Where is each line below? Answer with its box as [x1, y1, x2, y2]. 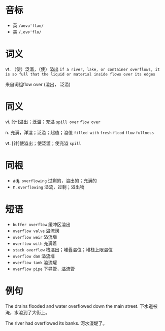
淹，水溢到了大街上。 [5, 309, 50, 315]
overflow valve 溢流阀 [12, 228, 59, 234]
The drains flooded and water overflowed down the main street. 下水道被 [5, 303, 158, 309]
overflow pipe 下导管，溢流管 [12, 266, 75, 272]
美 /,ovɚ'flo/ [12, 28, 42, 34]
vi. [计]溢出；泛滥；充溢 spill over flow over [5, 119, 101, 125]
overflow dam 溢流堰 [12, 253, 55, 259]
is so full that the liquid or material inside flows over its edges [5, 71, 156, 77]
